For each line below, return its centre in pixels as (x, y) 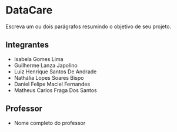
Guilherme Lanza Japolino (46, 65)
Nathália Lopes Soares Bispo (49, 77)
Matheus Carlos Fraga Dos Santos (56, 90)
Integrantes (27, 45)
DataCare (29, 10)
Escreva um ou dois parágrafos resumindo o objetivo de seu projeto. (88, 26)
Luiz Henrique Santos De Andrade (55, 72)
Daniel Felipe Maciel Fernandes (52, 84)
